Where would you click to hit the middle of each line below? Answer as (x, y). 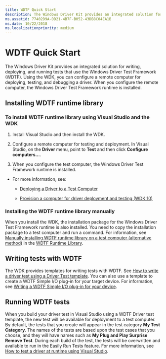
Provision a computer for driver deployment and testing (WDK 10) (86, 198)
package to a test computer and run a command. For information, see (76, 233)
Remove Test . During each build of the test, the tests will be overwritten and (83, 340)
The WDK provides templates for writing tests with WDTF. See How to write (82, 271)
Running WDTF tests (38, 302)
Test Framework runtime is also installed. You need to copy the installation (81, 227)
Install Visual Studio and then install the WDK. (59, 134)
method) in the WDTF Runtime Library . (44, 243)
